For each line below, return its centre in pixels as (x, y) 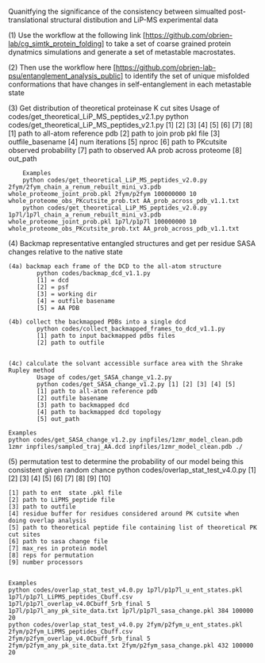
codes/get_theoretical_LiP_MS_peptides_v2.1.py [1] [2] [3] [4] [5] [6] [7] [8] (131, 125)
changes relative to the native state (65, 252)
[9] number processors (46, 562)
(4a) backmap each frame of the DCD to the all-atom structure (115, 266)
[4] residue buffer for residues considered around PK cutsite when (124, 514)
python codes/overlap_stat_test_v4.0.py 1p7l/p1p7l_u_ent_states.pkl (126, 590)
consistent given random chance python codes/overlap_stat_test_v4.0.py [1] (132, 470)
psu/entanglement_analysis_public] (66, 76)
